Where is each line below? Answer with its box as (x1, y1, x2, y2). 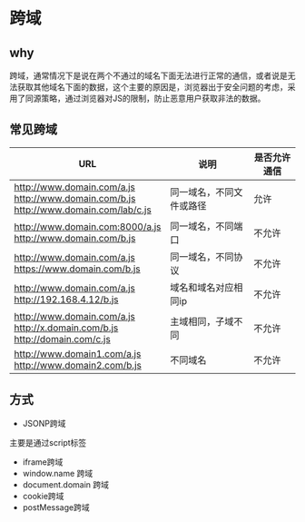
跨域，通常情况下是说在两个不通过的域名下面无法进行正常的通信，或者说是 (9, 70, 288, 81)
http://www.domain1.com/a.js (14, 347, 142, 359)
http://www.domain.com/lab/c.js (14, 203, 152, 216)
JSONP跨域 (22, 418, 66, 428)
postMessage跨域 (22, 501, 90, 513)
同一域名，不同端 (170, 220, 243, 232)
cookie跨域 (22, 490, 64, 501)
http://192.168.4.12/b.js (14, 292, 119, 305)
